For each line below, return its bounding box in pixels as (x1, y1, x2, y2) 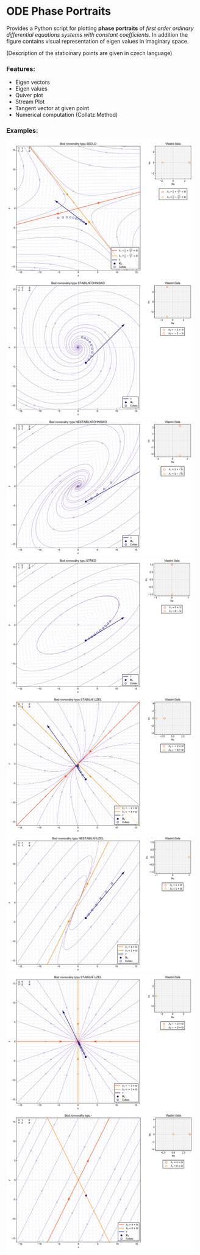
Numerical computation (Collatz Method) (15, 111, 118, 119)
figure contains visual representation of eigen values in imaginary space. (6, 37, 189, 45)
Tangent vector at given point (15, 105, 90, 112)
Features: (6, 64, 35, 73)
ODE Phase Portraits (6, 4, 112, 18)
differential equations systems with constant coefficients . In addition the (6, 31, 188, 38)
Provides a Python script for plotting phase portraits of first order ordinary (6, 24, 194, 32)
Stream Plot (15, 98, 45, 105)
